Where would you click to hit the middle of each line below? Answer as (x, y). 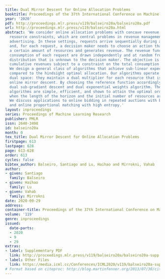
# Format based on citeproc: (35, 269)
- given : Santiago (24, 174)
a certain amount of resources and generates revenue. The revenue (80, 50)
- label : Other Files (27, 260)
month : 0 (14, 133)
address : (14, 205)
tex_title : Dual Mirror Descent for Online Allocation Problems (72, 137)
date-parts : (22, 228)
